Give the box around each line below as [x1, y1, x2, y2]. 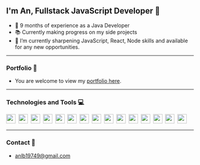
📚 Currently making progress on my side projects [14, 28, 137, 36]
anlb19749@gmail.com [14, 152, 71, 159]
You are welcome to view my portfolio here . [14, 77, 122, 85]
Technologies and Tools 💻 [6, 98, 85, 107]
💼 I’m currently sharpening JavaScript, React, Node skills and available [14, 37, 189, 44]
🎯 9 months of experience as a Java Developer [14, 21, 130, 29]
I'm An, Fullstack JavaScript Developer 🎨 [6, 6, 161, 16]
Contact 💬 [6, 138, 36, 147]
